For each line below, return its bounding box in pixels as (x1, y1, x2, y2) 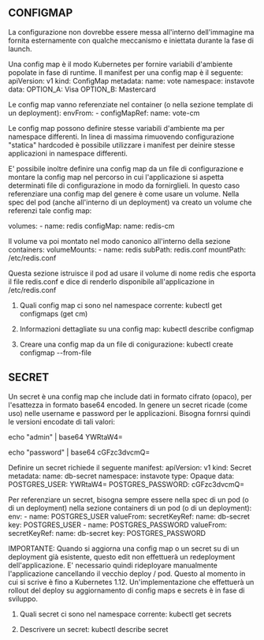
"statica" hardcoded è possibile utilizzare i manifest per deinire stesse (8, 140, 236, 149)
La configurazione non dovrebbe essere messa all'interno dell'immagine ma (8, 27, 255, 36)
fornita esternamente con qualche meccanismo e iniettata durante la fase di (8, 36, 255, 45)
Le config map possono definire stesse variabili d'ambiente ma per (8, 123, 225, 133)
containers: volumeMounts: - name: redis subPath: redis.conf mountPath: (8, 245, 247, 254)
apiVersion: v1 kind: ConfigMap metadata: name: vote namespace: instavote (8, 76, 255, 85)
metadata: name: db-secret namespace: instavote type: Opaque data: (8, 471, 235, 481)
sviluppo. (8, 593, 38, 603)
